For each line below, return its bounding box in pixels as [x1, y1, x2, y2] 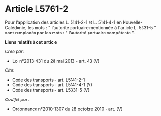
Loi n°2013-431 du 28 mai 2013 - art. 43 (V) [12, 58, 100, 64]
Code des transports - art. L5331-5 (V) [12, 87, 89, 93]
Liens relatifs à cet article [5, 39, 57, 45]
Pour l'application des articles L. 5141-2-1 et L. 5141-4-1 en [5, 19, 122, 25]
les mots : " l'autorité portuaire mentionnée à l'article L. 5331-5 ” [27, 24, 156, 30]
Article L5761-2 [5, 3, 69, 15]
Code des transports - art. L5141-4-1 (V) [12, 82, 92, 88]
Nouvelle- [122, 19, 143, 25]
